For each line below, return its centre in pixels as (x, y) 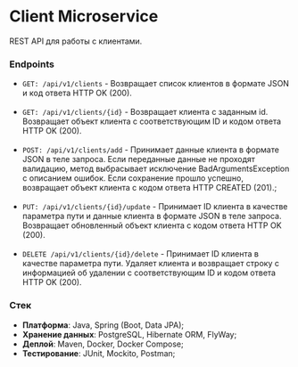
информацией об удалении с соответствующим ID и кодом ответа (149, 273)
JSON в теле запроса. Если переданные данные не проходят (139, 159)
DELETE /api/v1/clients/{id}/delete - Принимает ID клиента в (140, 254)
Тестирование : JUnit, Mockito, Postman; (99, 353)
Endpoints (32, 64)
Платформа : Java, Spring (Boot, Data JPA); (103, 325)
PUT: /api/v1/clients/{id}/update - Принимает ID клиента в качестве (155, 207)
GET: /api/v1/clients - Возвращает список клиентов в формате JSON (156, 84)
